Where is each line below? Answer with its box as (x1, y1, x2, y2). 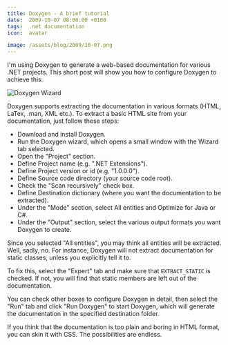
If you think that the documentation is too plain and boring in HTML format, (7, 323, 220, 331)
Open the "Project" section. (17, 152, 96, 161)
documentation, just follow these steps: (7, 117, 120, 125)
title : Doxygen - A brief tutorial (7, 10, 110, 17)
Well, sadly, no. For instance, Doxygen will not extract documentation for (7, 246, 213, 255)
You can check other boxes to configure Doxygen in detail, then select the (7, 295, 218, 304)
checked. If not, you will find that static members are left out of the (7, 274, 197, 283)
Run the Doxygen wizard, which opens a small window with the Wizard (17, 137, 219, 146)
